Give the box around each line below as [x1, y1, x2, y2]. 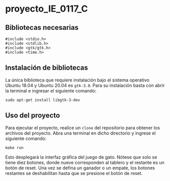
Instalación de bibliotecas [5, 64, 89, 72]
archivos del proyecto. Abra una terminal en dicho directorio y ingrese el [5, 130, 156, 136]
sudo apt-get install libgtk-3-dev [5, 97, 80, 103]
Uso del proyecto [5, 111, 60, 120]
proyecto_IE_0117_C [5, 3, 88, 15]
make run [5, 145, 24, 150]
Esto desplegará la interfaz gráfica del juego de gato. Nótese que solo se [5, 154, 157, 160]
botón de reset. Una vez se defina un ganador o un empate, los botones [5, 165, 155, 171]
